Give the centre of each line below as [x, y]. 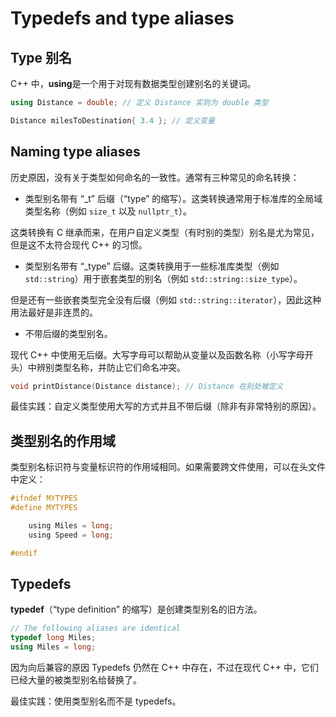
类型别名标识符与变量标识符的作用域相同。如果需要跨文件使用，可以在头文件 [168, 467]
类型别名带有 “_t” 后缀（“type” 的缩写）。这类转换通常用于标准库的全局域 [173, 198]
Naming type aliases [75, 152]
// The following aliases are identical [96, 628]
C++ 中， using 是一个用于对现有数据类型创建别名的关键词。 [133, 83]
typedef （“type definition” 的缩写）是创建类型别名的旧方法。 [136, 609]
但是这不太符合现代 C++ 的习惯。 [79, 244]
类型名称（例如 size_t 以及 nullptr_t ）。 [108, 211]
